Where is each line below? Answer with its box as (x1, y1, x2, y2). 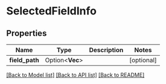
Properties (6, 28, 47, 38)
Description (89, 46, 124, 54)
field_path (9, 56, 39, 64)
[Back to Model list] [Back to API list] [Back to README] (6, 71, 145, 79)
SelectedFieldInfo (6, 4, 97, 18)
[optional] (129, 56, 157, 64)
